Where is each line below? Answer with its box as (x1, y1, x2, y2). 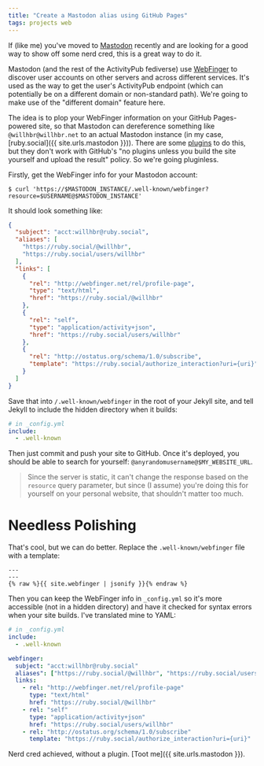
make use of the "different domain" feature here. (8, 98, 166, 107)
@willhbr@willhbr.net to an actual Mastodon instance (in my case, (8, 129, 224, 139)
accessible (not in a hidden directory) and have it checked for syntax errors (8, 602, 252, 612)
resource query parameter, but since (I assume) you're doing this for (27, 481, 249, 490)
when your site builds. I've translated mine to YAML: (8, 611, 177, 620)
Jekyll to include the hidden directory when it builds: (8, 405, 178, 414)
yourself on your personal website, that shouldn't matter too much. (27, 489, 244, 498)
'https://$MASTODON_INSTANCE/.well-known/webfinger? (32, 185, 210, 193)
